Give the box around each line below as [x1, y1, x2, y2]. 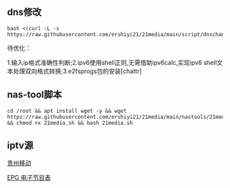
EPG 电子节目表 [7, 174, 51, 182]
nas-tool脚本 [7, 89, 62, 100]
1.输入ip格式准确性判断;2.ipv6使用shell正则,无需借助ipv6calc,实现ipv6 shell [7, 58, 217, 66]
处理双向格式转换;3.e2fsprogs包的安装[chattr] [12, 67, 142, 75]
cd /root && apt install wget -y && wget [7, 107, 127, 114]
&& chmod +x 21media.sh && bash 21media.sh [7, 119, 133, 126]
